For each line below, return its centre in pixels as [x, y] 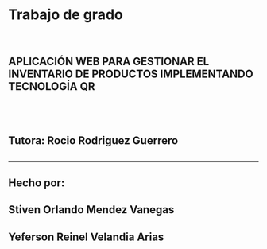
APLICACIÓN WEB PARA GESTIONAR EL [109, 62]
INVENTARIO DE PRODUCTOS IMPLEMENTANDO [131, 74]
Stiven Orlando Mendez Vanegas [91, 210]
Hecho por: [37, 183]
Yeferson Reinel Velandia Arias [86, 237]
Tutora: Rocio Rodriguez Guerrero [93, 141]
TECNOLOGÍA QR [52, 86]
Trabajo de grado [66, 15]
